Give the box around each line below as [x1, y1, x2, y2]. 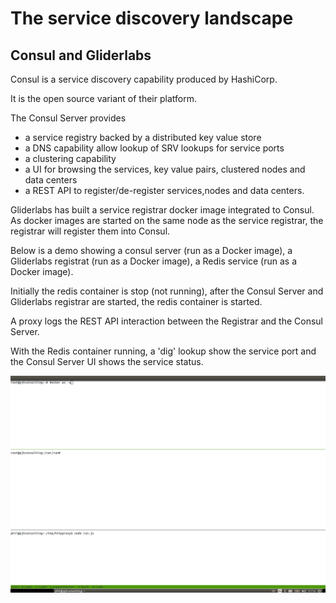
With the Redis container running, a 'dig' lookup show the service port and [10, 345, 317, 357]
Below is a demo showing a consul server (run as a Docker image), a [10, 245, 293, 256]
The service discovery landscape [10, 7, 294, 30]
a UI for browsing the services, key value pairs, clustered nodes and [24, 163, 306, 175]
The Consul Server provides [10, 112, 127, 124]
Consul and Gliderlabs [10, 47, 152, 64]
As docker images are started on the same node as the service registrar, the [10, 215, 324, 226]
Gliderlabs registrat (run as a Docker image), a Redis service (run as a [10, 255, 298, 267]
